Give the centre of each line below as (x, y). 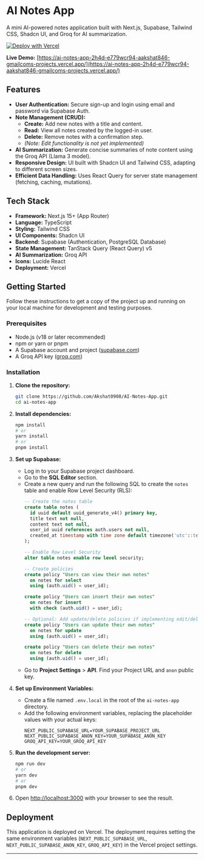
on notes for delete (56, 653)
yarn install (32, 436)
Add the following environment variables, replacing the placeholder (108, 713)
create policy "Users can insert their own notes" (90, 597)
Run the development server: (53, 753)
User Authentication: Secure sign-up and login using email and (95, 104)
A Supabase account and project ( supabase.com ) (77, 350)
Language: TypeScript (43, 222)
